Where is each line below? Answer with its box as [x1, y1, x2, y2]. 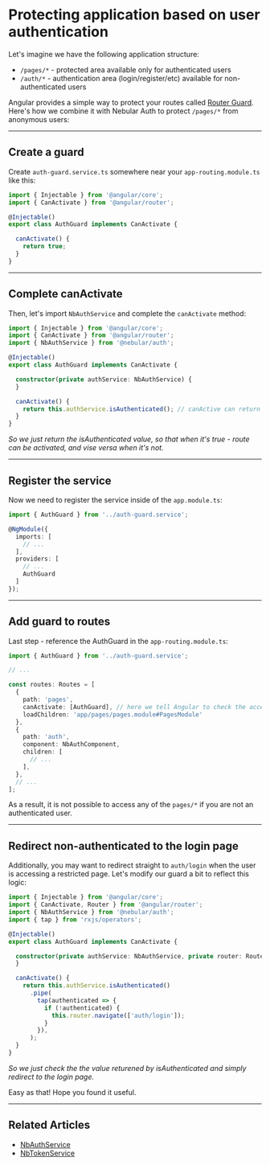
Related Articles [8, 1118, 91, 1132]
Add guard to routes [8, 615, 111, 629]
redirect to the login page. [8, 1072, 95, 1081]
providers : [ [15, 555, 59, 564]
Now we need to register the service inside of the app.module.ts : [8, 495, 223, 504]
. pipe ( [29, 989, 52, 997]
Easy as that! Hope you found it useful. [8, 1087, 137, 1097]
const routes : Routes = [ [8, 681, 95, 689]
